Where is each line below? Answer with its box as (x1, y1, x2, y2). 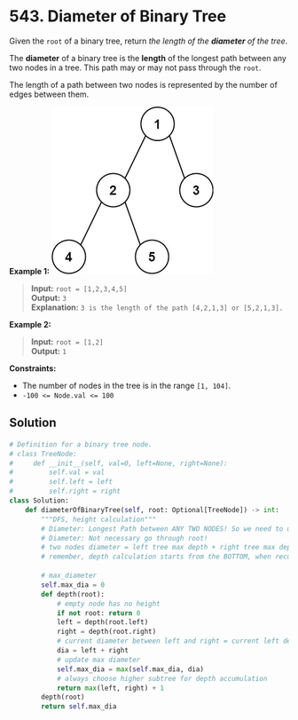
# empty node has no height (56, 599, 161, 608)
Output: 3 (30, 292, 67, 303)
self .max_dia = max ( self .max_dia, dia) (56, 664, 204, 674)
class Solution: (9, 496, 69, 505)
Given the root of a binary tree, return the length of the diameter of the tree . (9, 36, 288, 46)
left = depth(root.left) (56, 618, 149, 627)
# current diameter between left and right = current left (56, 637, 279, 645)
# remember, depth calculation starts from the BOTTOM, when (41, 552, 272, 561)
